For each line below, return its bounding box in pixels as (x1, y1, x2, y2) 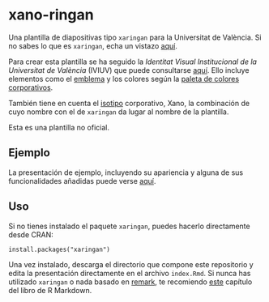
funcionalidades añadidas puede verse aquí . (8, 176, 156, 185)
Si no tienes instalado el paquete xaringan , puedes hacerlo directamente (8, 221, 250, 231)
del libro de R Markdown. (8, 285, 92, 295)
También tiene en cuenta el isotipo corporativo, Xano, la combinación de (8, 98, 250, 108)
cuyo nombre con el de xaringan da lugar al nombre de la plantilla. (8, 107, 229, 117)
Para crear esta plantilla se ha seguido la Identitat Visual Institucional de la (8, 57, 258, 66)
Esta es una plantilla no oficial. (8, 122, 109, 132)
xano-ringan (8, 6, 95, 24)
